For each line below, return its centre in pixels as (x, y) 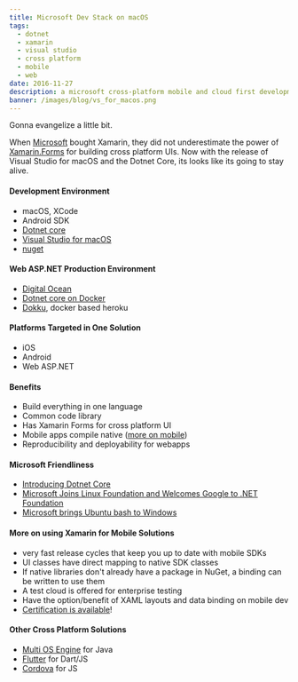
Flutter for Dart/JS (55, 659)
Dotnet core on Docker (64, 297)
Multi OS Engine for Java (67, 649)
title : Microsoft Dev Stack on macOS (79, 17)
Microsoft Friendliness (52, 464)
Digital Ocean (47, 289)
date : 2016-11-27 (41, 83)
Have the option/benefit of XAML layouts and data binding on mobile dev (155, 599)
